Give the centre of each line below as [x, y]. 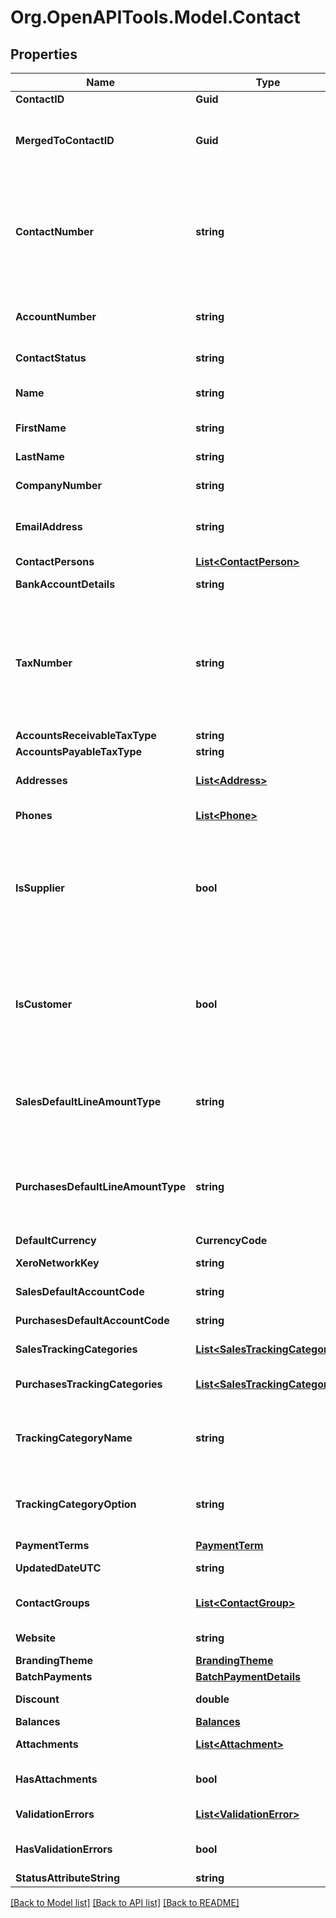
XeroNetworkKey [57, 1263]
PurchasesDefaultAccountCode [92, 1320]
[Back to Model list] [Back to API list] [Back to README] [125, 1902]
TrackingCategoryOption [76, 1504]
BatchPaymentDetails [248, 1676]
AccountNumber [56, 316]
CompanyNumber [59, 485]
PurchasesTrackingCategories [89, 1384]
